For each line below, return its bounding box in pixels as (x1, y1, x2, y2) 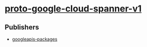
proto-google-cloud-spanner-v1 (5, 3, 142, 14)
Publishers (5, 23, 39, 31)
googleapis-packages (12, 36, 58, 42)
